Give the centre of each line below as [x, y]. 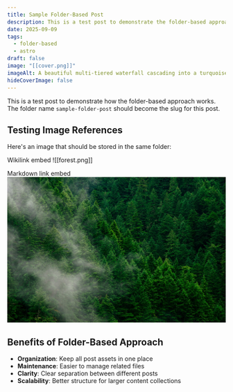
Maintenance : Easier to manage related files [81, 366]
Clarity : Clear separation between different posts [87, 373]
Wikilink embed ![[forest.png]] [50, 160]
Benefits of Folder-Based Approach [85, 342]
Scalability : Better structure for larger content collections [99, 381]
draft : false [26, 59]
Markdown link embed [39, 174]
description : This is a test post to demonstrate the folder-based [107, 22]
